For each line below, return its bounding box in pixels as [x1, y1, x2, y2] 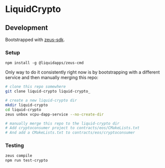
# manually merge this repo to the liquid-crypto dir [5, 121, 120, 126]
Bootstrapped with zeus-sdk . [5, 36, 65, 42]
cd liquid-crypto [5, 107, 41, 112]
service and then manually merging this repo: [5, 74, 98, 80]
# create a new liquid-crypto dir [5, 98, 77, 103]
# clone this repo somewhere [5, 84, 66, 89]
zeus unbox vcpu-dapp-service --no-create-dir [5, 111, 104, 117]
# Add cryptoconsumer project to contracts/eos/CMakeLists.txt [5, 125, 140, 130]
